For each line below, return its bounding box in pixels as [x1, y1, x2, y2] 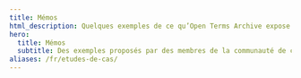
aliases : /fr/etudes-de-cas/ [9, 55, 118, 64]
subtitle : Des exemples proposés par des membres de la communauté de [17, 47, 287, 56]
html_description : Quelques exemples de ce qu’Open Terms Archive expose [9, 22, 291, 30]
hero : [9, 30, 30, 39]
